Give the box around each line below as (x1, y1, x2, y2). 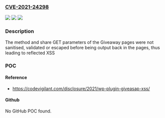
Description (5, 28, 34, 35)
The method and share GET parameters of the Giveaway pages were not (5, 39, 154, 45)
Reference (5, 75, 27, 81)
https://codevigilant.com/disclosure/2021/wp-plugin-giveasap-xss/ (12, 86, 150, 92)
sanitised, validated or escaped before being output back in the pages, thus (5, 44, 160, 50)
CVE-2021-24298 (5, 3, 49, 10)
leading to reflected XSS (5, 50, 55, 56)
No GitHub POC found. (5, 108, 52, 114)
